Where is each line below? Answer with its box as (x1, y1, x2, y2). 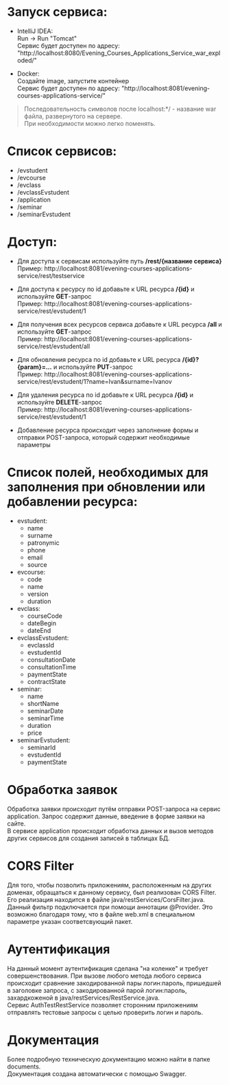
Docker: (16, 69, 40, 78)
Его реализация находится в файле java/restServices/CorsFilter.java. (7, 895, 206, 903)
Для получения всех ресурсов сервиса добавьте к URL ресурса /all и (16, 320, 222, 328)
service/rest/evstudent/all (16, 342, 91, 350)
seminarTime (27, 713, 64, 722)
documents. (7, 1062, 41, 1071)
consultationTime (27, 663, 77, 671)
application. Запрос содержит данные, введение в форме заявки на (7, 812, 206, 820)
